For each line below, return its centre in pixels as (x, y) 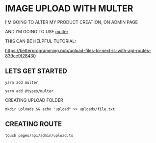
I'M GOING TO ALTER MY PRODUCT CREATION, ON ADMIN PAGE (72, 22)
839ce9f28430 (20, 56)
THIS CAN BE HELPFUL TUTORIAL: (41, 41)
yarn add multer (22, 82)
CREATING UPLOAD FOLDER (34, 100)
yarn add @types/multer (29, 91)
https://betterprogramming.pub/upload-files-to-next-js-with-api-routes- (78, 50)
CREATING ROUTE (34, 124)
